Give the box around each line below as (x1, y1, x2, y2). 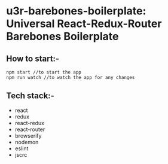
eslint (14, 145, 29, 152)
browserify (14, 132, 42, 139)
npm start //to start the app (6, 69, 82, 75)
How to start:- (6, 53, 60, 63)
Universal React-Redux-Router (6, 17, 162, 31)
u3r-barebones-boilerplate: (6, 4, 146, 18)
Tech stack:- (6, 91, 55, 101)
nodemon (14, 138, 39, 145)
